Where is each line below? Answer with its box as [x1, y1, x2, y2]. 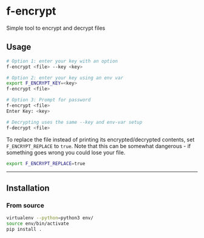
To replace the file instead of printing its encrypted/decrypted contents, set [6, 135, 195, 143]
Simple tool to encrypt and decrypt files [6, 24, 106, 32]
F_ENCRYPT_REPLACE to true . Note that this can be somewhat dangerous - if [6, 142, 191, 149]
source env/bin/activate [6, 220, 69, 226]
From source [6, 201, 44, 209]
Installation [6, 183, 50, 193]
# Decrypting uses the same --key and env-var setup [6, 119, 143, 125]
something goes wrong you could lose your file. [6, 149, 126, 156]
